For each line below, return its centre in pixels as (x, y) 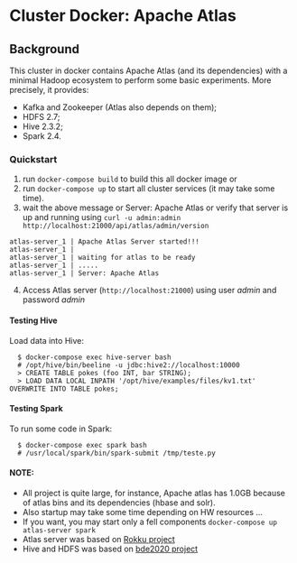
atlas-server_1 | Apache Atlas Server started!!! (105, 242)
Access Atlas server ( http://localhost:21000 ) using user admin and (149, 291)
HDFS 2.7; (41, 117)
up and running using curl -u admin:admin (102, 217)
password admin (54, 300)
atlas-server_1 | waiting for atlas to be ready (102, 258)
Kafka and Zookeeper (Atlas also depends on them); (120, 107)
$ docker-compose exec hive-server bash (94, 357)
